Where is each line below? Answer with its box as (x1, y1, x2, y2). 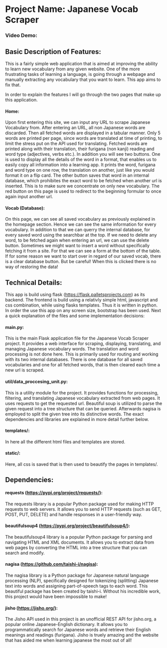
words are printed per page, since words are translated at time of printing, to (5, 135, 163, 141)
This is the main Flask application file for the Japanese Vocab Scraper (5, 335, 149, 341)
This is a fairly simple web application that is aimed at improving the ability (5, 60, 158, 66)
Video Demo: (5, 32, 37, 39)
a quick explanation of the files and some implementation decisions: (5, 313, 145, 319)
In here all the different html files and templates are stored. (5, 438, 126, 445)
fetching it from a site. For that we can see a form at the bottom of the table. (5, 248, 161, 254)
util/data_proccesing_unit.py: (5, 378, 68, 384)
